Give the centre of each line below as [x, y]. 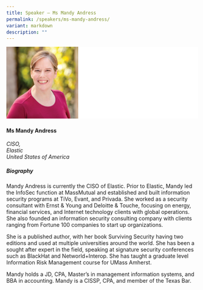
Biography [20, 171]
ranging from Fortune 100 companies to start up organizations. [85, 225]
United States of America [38, 157]
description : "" [27, 32]
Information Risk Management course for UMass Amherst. [79, 263]
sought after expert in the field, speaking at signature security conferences [100, 250]
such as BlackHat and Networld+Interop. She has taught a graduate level [98, 256]
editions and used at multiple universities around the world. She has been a [100, 243]
